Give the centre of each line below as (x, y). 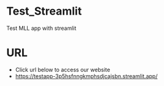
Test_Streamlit (44, 11)
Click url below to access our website (63, 70)
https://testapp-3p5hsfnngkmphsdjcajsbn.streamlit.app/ (86, 76)
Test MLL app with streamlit (41, 28)
